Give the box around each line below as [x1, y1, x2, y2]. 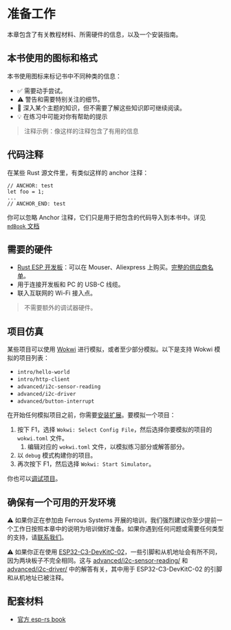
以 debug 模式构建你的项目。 [16, 451, 97, 460]
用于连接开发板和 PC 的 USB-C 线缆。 [16, 280, 124, 289]
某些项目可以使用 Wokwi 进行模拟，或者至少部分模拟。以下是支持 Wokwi [7, 345, 213, 354]
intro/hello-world [16, 369, 70, 376]
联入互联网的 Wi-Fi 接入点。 [16, 289, 96, 297]
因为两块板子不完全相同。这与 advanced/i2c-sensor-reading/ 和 [7, 556, 188, 564]
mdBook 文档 [7, 221, 40, 230]
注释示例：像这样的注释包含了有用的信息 [23, 126, 139, 135]
